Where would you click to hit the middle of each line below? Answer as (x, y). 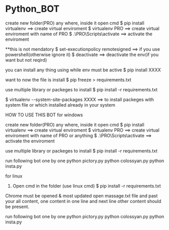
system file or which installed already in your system (60, 105)
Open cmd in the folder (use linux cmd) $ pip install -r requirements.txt (87, 186)
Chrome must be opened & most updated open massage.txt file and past (81, 196)
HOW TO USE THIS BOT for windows (44, 115)
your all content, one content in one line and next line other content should (83, 201)
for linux (14, 176)
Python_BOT (33, 9)
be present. (17, 207)
